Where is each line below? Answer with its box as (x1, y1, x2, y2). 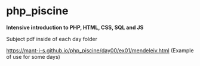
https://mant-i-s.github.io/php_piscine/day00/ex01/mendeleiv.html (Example (6, 46, 194, 54)
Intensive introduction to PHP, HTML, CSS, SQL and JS (6, 24, 144, 31)
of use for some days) (6, 53, 61, 60)
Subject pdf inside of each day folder (6, 35, 97, 42)
